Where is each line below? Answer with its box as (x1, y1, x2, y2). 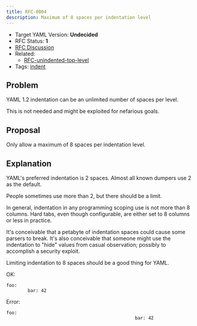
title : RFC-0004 (6, 8, 47, 15)
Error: (6, 298, 20, 305)
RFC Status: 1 (14, 37, 48, 44)
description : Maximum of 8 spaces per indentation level (6, 14, 151, 20)
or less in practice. (6, 217, 52, 224)
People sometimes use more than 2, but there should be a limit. (6, 192, 162, 199)
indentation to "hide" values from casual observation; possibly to (6, 241, 166, 248)
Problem (6, 80, 39, 90)
